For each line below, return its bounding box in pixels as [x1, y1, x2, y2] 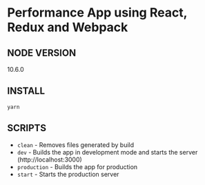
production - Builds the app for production [17, 162, 138, 171]
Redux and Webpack [7, 19, 128, 35]
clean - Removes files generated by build [17, 140, 135, 149]
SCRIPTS [7, 122, 47, 134]
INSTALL [7, 85, 46, 97]
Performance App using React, [7, 5, 188, 21]
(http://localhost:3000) [17, 155, 83, 164]
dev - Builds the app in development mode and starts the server [17, 148, 198, 156]
